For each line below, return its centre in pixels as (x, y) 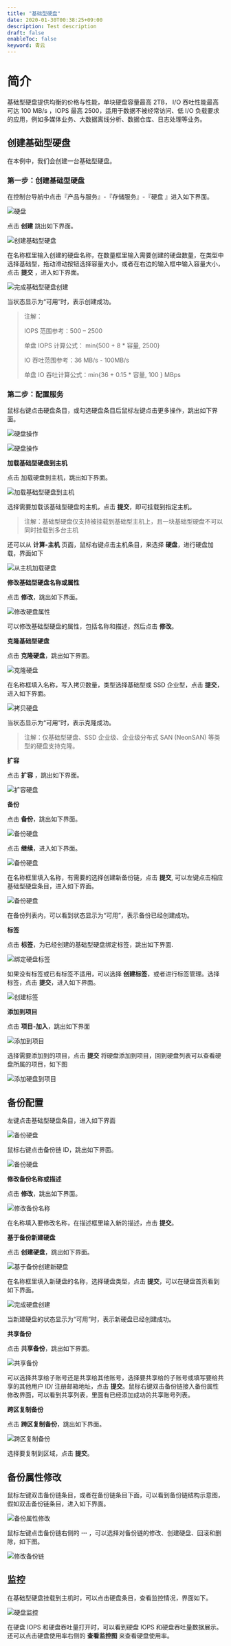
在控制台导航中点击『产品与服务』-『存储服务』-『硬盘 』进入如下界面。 (110, 197)
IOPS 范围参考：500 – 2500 (63, 331)
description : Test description (52, 26)
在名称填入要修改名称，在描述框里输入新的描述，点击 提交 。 (92, 1223)
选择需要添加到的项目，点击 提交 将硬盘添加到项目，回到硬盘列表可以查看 (111, 1056)
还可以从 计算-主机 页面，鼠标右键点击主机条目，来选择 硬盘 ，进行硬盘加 (111, 545)
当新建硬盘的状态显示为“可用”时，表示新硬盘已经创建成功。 (91, 1319)
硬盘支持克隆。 (57, 746)
